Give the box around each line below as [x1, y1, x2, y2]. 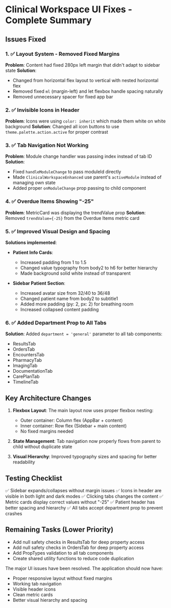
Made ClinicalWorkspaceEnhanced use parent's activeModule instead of [12, 174, 162, 180]
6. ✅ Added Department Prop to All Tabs [5, 319, 107, 326]
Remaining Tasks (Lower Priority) [5, 525, 114, 534]
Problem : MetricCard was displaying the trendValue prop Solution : [5, 209, 146, 216]
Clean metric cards [12, 591, 53, 598]
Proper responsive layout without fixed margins [12, 575, 112, 581]
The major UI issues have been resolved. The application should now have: [5, 565, 163, 571]
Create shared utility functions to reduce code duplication [12, 555, 134, 561]
